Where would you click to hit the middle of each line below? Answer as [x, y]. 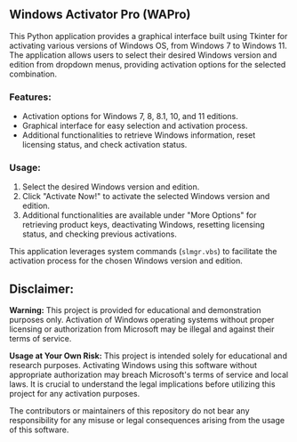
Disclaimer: [41, 289]
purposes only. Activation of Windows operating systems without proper [142, 320]
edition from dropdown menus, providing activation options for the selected [148, 64]
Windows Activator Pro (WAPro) [100, 15]
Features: [30, 97]
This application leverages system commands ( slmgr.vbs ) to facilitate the [143, 252]
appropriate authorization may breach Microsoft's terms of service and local [149, 375]
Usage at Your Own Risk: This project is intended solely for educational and [148, 356]
